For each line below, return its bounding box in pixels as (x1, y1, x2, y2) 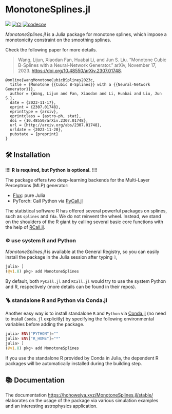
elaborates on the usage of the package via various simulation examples (5, 398, 159, 404)
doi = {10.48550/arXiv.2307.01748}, (10, 118, 88, 123)
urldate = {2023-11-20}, (10, 127, 63, 132)
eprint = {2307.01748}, (10, 104, 61, 110)
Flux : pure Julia (12, 192, 46, 199)
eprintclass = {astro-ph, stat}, (10, 113, 82, 119)
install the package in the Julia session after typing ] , (5, 254, 118, 260)
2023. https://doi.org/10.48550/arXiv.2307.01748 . (17, 67, 122, 74)
